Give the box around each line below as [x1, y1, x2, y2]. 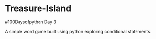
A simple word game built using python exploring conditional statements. [5, 28, 152, 34]
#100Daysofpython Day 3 [5, 19, 56, 25]
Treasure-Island [5, 3, 72, 14]
